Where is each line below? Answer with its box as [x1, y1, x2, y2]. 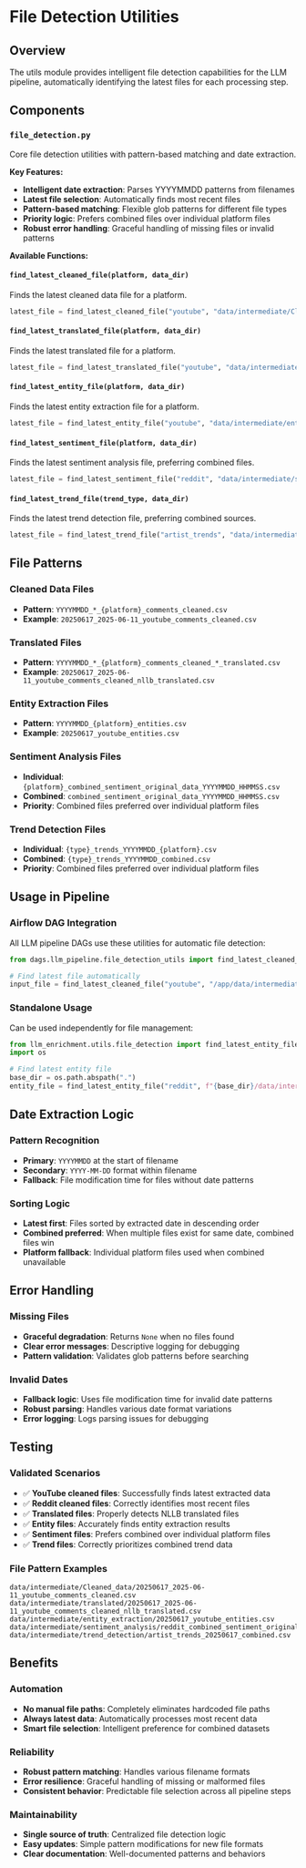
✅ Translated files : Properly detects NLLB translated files [22, 1508, 240, 1519]
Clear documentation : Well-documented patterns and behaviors [22, 1848, 266, 1860]
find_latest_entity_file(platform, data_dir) [9, 383, 185, 392]
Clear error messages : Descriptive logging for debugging [22, 1340, 240, 1351]
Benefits [9, 1656, 59, 1671]
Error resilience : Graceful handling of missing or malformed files [22, 1775, 266, 1787]
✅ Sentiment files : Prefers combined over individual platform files [22, 1528, 271, 1539]
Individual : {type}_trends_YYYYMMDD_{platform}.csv [22, 843, 217, 854]
